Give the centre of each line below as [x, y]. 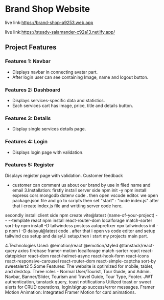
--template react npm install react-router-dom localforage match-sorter [80, 220]
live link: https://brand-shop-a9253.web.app [49, 22]
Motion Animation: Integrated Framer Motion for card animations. [70, 292]
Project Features [31, 47]
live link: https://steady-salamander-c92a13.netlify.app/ [60, 32]
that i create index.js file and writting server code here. [67, 206]
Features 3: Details [28, 118]
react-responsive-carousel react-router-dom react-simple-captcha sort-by [81, 261]
